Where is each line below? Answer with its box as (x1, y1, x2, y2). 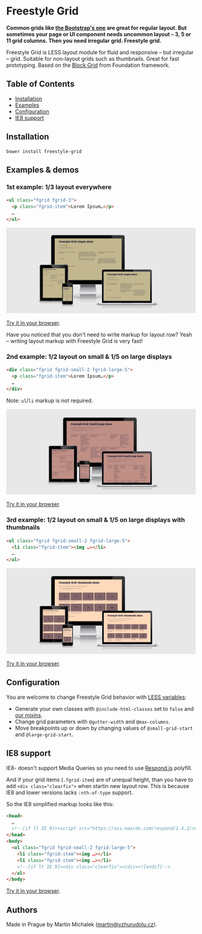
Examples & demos (6, 165, 79, 175)
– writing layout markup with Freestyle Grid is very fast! (6, 338, 143, 345)
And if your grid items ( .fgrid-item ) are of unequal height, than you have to (6, 776, 194, 783)
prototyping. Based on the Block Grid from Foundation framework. (6, 62, 170, 69)
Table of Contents (6, 79, 75, 89)
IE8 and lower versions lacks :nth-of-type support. (6, 789, 133, 796)
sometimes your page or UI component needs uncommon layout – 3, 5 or (6, 30, 191, 37)
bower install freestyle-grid (6, 148, 82, 154)
